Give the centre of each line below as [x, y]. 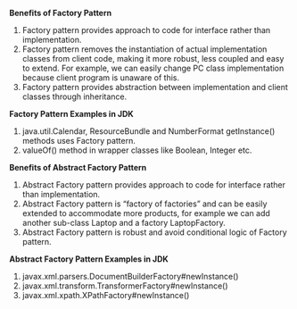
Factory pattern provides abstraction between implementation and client [155, 87]
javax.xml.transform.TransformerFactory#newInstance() [125, 286]
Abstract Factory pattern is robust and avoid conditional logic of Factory [154, 232]
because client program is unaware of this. [101, 78]
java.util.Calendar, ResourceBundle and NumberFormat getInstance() [148, 131]
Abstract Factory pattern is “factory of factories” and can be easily [144, 204]
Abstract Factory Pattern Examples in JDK [89, 259]
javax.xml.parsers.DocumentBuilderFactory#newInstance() [130, 276]
